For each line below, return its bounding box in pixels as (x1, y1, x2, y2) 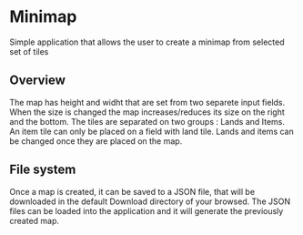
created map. (9, 215, 60, 226)
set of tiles (9, 46, 49, 56)
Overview (9, 73, 66, 88)
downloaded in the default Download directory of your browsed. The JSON (9, 196, 291, 207)
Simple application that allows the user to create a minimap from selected (9, 36, 285, 47)
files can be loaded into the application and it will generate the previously (9, 205, 284, 216)
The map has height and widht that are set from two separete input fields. (9, 97, 286, 107)
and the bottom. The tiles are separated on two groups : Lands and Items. (9, 116, 285, 127)
